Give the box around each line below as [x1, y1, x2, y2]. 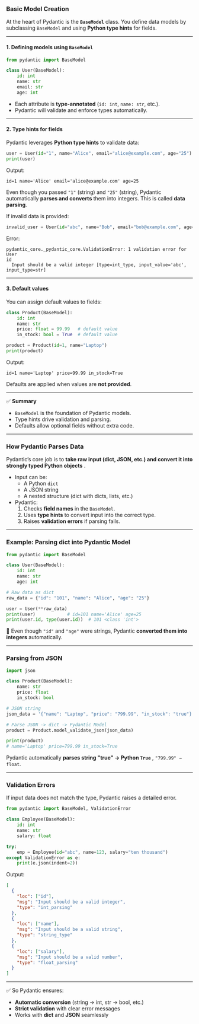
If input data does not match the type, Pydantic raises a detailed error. [6, 794, 177, 802]
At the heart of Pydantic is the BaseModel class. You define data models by [6, 18, 187, 25]
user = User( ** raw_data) [6, 605, 68, 612]
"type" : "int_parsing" [17, 904, 73, 910]
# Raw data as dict [6, 589, 54, 595]
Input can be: [14, 474, 47, 481]
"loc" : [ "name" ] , [17, 921, 60, 927]
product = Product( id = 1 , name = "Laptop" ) [6, 343, 108, 349]
